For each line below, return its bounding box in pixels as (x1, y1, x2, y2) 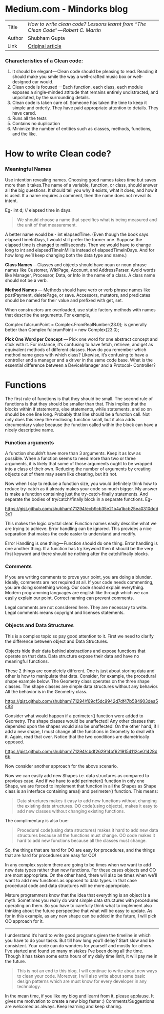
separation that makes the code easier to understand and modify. (5, 531, 137, 536)
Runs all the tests (12, 115, 47, 121)
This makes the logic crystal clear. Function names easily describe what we (5, 520, 157, 526)
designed (12, 79, 31, 85)
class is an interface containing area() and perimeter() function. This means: (5, 788, 158, 794)
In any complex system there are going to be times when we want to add (5, 862, 151, 867)
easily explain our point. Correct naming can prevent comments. (5, 595, 134, 601)
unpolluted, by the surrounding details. (12, 95, 90, 101)
